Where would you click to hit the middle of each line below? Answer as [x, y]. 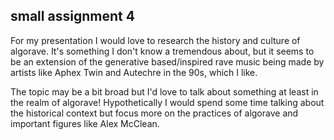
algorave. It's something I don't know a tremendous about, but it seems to [162, 51]
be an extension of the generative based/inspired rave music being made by [167, 61]
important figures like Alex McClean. [85, 123]
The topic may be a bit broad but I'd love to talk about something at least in [164, 91]
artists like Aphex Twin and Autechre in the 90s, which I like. [134, 72]
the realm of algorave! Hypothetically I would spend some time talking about [167, 102]
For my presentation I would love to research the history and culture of [155, 40]
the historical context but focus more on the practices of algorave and [154, 113]
